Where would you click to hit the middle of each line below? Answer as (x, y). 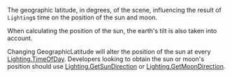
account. (20, 38)
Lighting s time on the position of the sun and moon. (82, 17)
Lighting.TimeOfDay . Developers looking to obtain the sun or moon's (106, 59)
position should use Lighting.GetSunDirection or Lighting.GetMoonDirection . (116, 66)
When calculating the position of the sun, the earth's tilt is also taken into (112, 31)
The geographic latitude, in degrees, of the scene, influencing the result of (114, 10)
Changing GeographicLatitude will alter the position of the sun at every (109, 52)
